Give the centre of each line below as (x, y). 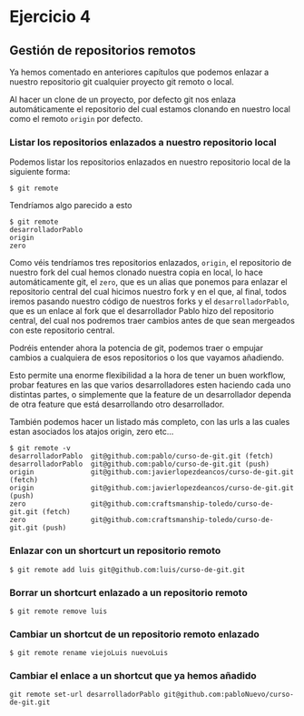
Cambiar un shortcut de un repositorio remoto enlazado (135, 634)
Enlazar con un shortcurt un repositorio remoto (115, 550)
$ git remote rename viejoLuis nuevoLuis (89, 653)
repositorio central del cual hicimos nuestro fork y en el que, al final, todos (148, 292)
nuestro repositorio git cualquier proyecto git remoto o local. (122, 82)
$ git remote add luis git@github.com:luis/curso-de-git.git (127, 570)
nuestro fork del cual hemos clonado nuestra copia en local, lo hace (136, 272)
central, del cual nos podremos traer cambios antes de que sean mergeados (152, 321)
